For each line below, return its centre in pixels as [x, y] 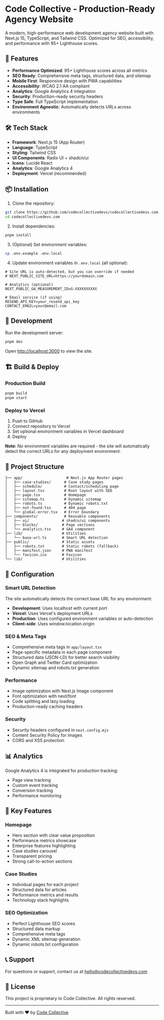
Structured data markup [36, 929]
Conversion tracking [32, 790]
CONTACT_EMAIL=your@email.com [36, 306]
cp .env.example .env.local [34, 254]
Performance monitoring [37, 795]
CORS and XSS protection [38, 740]
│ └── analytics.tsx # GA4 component [50, 529]
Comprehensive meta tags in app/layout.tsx [57, 647]
